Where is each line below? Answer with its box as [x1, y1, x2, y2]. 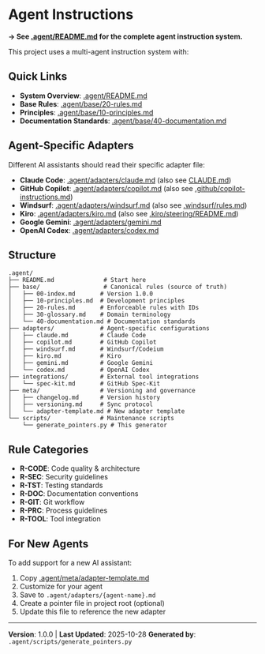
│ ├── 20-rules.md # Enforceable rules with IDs [8, 304, 200, 312]
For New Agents [8, 537, 89, 551]
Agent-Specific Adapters [8, 139, 134, 152]
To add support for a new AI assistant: [8, 558, 132, 567]
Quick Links [8, 70, 68, 84]
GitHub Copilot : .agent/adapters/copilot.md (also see [19, 183, 193, 193]
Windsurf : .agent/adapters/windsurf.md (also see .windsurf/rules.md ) [19, 200, 248, 210]
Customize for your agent [19, 582, 103, 591]
